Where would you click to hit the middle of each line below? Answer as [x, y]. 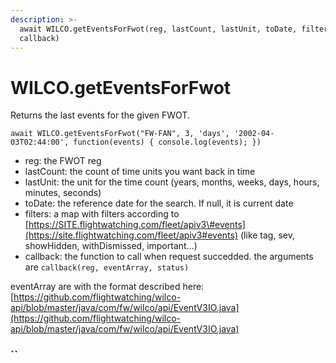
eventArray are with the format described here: [107, 287]
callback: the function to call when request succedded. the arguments [169, 257]
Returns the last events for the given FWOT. [100, 115]
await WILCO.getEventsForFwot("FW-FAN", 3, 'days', [120, 134]
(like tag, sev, [267, 235]
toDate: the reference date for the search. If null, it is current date [159, 203]
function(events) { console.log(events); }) [167, 142]
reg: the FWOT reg [63, 161]
